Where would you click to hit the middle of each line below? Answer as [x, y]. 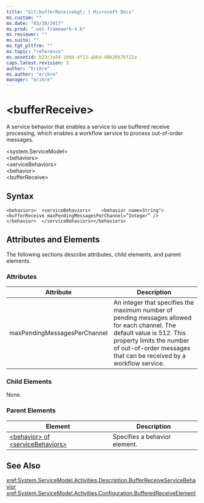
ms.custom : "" [24, 18]
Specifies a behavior [142, 437]
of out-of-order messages [152, 348]
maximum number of [143, 310]
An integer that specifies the [154, 302]
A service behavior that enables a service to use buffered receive [88, 127]
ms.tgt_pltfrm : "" [29, 46]
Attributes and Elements [53, 240]
